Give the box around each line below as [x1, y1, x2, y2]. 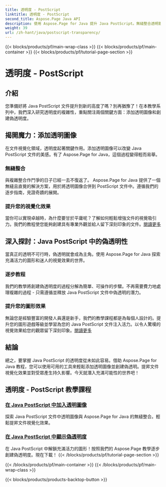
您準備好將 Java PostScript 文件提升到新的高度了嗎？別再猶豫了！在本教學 [5, 103, 157, 109]
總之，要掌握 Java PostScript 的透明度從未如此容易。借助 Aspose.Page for [5, 357, 157, 363]
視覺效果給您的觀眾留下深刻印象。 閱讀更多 [5, 327, 92, 333]
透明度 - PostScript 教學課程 [5, 386, 91, 394]
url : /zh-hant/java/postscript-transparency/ [5, 30, 100, 35]
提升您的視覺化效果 [5, 203, 51, 210]
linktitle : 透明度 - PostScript [5, 12, 70, 17]
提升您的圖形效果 [5, 303, 46, 310]
